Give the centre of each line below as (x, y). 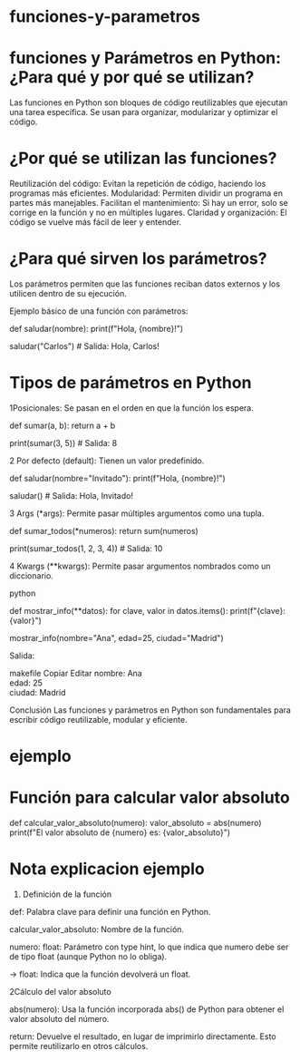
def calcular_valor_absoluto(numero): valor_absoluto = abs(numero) (135, 823)
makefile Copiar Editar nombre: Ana (76, 673)
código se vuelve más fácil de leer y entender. (96, 222)
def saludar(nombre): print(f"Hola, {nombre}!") (97, 329)
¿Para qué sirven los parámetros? (138, 259)
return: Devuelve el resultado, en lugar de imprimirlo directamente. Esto (143, 1036)
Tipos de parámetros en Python (131, 383)
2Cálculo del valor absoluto (60, 992)
